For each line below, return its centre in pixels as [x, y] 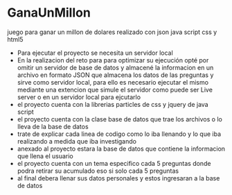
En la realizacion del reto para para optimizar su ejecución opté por [113, 60]
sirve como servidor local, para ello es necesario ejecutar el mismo [113, 82]
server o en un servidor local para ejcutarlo [79, 97]
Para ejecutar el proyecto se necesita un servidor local [95, 53]
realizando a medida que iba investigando [77, 141]
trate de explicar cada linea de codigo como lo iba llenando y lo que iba [119, 134]
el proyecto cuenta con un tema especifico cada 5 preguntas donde [114, 163]
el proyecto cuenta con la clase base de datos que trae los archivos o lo [120, 119]
